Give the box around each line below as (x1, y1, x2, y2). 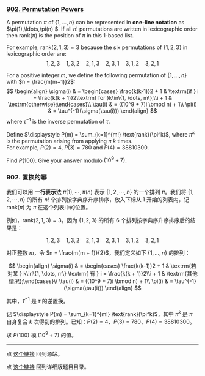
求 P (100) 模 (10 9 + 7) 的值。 (6, 330, 77, 339)
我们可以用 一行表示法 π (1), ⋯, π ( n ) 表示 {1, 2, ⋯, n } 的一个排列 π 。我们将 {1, (6, 188, 194, 195)
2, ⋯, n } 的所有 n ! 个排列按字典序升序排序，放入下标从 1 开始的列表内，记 (6, 195, 190, 203)
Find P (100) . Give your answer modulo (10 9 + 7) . (6, 156, 127, 164)
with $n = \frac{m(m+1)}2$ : (6, 78, 76, 86)
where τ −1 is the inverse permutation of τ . (6, 117, 110, 125)
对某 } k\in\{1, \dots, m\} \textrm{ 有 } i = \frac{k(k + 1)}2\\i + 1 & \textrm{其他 (7, 269, 198, 277)
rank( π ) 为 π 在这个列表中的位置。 (6, 203, 92, 211)
